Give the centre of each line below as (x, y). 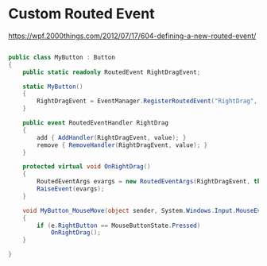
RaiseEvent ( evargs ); (71, 189)
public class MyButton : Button (62, 57)
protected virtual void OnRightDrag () (87, 167)
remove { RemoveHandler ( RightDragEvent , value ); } (122, 145)
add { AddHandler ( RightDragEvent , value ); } (112, 137)
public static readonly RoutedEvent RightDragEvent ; (112, 72)
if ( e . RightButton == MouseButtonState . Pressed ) (119, 226)
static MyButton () (53, 87)
